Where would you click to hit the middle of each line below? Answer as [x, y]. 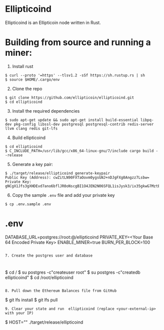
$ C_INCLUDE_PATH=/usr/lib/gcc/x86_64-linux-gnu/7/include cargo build [79, 151]
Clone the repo [27, 89]
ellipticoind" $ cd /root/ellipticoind [39, 277]
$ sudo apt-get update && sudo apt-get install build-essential [72, 120]
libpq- [147, 120]
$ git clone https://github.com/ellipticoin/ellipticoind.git [70, 97]
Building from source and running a [78, 42]
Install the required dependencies [46, 111]
